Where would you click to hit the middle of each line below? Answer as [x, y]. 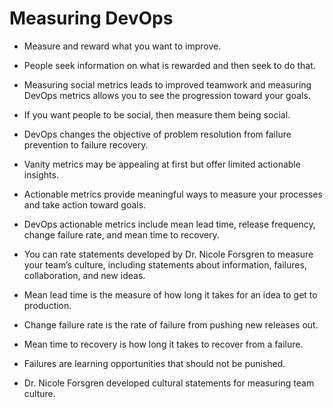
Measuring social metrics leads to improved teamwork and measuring [167, 84]
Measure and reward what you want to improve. [122, 46]
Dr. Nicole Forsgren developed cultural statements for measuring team [169, 383]
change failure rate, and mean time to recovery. [121, 234]
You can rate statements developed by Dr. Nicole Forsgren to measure [168, 254]
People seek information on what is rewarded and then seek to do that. [169, 65]
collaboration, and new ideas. [84, 275]
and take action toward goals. [85, 204]
